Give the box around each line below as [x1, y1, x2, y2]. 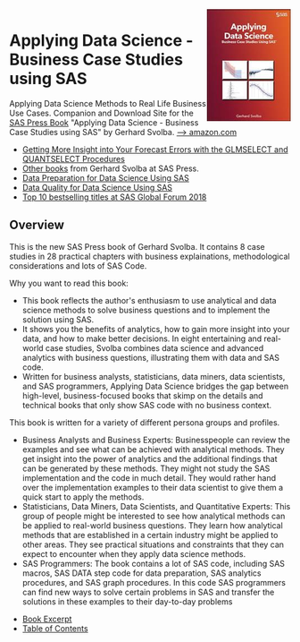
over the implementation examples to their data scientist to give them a [21, 482, 284, 492]
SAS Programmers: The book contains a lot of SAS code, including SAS [21, 558, 286, 569]
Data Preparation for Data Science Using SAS [21, 172, 189, 183]
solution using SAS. [21, 313, 95, 325]
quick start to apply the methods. [21, 492, 145, 502]
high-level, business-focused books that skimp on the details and [21, 389, 263, 401]
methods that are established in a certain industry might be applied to [21, 529, 279, 540]
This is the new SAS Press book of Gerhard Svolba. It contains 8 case [9, 241, 265, 252]
